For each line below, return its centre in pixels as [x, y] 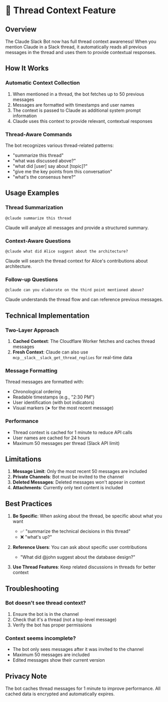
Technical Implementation [47, 316]
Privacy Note [26, 676]
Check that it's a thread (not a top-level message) [64, 619]
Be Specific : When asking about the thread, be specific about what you [87, 516]
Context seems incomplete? [41, 638]
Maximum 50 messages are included [51, 655]
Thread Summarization [34, 208]
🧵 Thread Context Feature [61, 10]
